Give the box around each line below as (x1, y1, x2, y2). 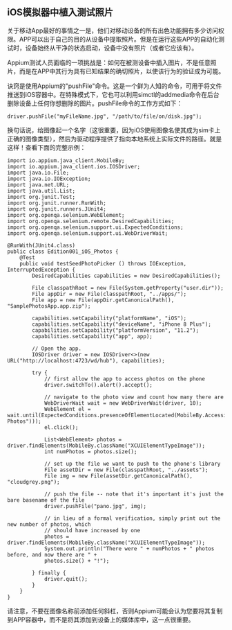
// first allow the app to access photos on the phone (43, 375, 206, 383)
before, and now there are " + (7, 551, 97, 558)
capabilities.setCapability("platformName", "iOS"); (32, 315, 187, 322)
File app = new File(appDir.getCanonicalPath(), (32, 297, 175, 304)
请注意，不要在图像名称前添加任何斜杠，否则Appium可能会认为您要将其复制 (7, 606, 223, 615)
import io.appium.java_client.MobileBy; (7, 157, 126, 164)
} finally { (32, 569, 67, 577)
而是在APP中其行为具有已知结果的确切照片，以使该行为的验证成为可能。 (19, 67, 225, 75)
